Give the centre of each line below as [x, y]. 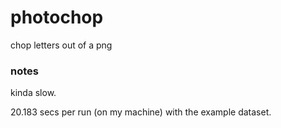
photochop [57, 17]
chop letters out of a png [61, 45]
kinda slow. [33, 93]
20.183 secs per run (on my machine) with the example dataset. [141, 112]
